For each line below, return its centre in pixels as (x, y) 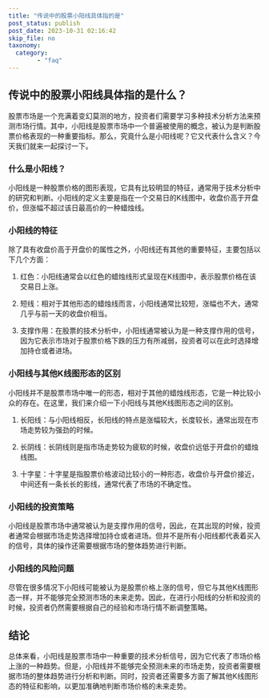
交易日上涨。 (41, 286)
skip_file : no (32, 38)
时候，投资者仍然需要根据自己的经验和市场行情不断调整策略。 (110, 607)
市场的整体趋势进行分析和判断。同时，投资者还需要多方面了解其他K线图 (133, 676)
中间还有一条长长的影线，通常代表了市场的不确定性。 (108, 484)
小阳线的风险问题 (41, 568)
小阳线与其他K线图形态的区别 (65, 374)
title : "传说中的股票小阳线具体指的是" (66, 16)
